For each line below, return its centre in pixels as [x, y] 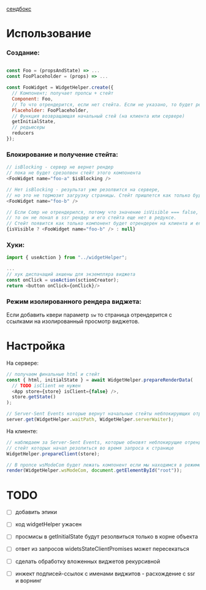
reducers [23, 133]
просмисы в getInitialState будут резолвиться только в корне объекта [106, 537]
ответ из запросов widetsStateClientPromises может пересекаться [102, 549]
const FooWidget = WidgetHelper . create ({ [60, 88]
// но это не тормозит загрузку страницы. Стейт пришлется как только [98, 195]
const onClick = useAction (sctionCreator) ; [63, 280]
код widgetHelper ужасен [48, 524]
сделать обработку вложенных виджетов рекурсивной [88, 561]
